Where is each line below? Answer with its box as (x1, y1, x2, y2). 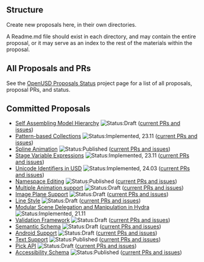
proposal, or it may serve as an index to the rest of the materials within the (6, 39, 193, 46)
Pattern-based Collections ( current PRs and (15, 133, 198, 140)
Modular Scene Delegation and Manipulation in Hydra (15, 204, 150, 211)
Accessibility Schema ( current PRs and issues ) (15, 249, 183, 256)
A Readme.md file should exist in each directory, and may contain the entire (6, 33, 196, 40)
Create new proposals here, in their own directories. (6, 21, 137, 28)
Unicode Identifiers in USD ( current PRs (15, 165, 190, 172)
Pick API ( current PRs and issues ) (15, 243, 137, 250)
